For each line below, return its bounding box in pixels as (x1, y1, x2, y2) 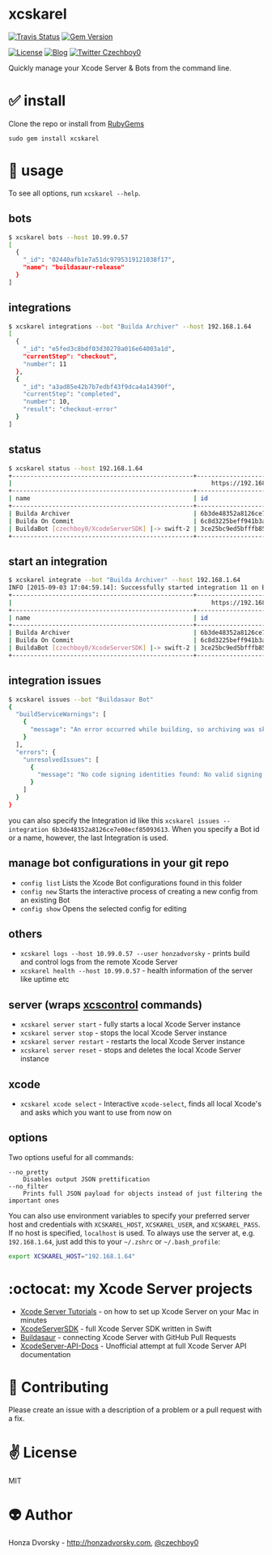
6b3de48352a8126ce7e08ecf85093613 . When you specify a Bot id (51, 824, 260, 833)
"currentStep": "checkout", (23, 353, 117, 361)
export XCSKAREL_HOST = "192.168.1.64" (8, 1252, 136, 1261)
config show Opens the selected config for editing (19, 903, 187, 913)
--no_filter (8, 1182, 49, 1190)
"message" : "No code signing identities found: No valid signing (37, 771, 263, 779)
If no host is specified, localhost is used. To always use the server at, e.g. (8, 1227, 255, 1237)
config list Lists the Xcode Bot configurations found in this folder (19, 877, 243, 888)
